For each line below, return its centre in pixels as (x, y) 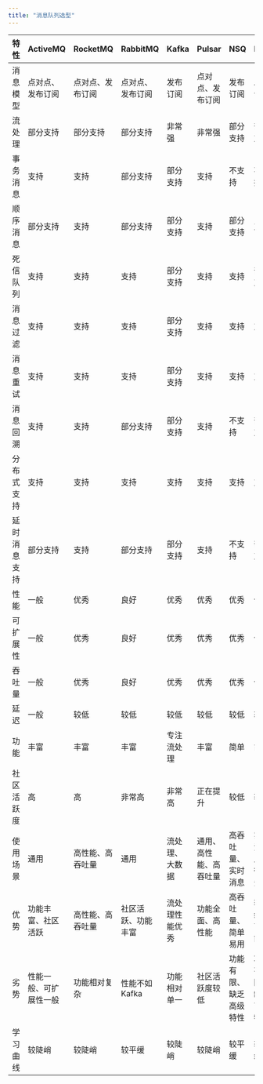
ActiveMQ (47, 49)
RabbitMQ (140, 49)
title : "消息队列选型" (41, 15)
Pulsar (209, 49)
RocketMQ (93, 49)
